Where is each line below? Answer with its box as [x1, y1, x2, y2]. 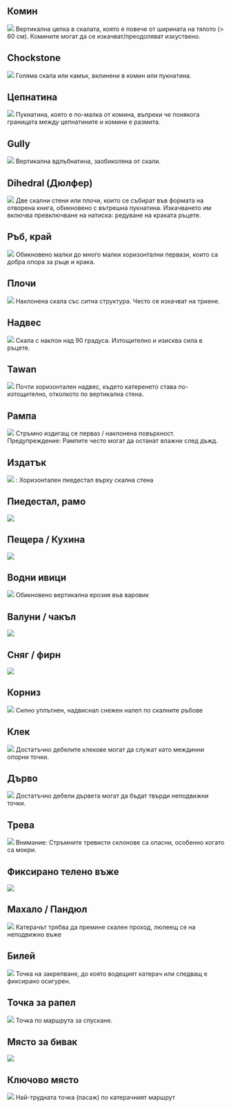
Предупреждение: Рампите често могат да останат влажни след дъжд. [7, 437, 219, 445]
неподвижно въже [7, 930, 62, 939]
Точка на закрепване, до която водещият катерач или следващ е [15, 969, 208, 977]
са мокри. [7, 846, 37, 854]
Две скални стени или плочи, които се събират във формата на [15, 196, 204, 205]
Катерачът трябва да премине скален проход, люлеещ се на [15, 923, 196, 931]
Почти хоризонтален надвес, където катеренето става [15, 383, 177, 391]
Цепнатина [7, 91, 57, 103]
